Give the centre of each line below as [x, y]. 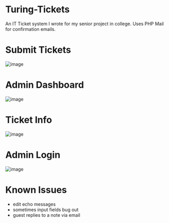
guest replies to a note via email [46, 215]
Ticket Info [29, 120]
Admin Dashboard [45, 85]
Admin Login [33, 155]
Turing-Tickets [38, 10]
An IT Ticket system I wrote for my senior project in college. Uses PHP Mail [85, 24]
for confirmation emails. [31, 29]
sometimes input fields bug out [45, 210]
